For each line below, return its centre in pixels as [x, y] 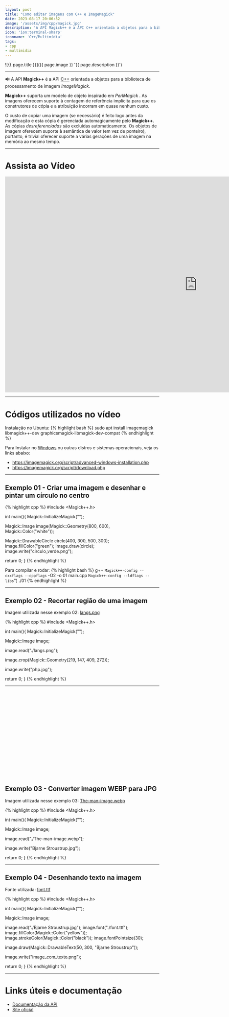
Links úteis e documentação [64, 991]
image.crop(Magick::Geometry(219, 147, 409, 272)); [57, 660]
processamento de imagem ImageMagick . [48, 86]
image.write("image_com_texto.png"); [43, 957]
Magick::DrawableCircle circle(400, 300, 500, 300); [57, 541]
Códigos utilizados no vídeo [63, 414]
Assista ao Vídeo [40, 166]
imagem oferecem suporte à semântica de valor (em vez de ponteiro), [75, 131]
